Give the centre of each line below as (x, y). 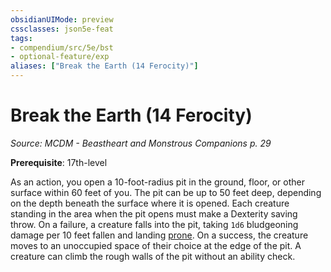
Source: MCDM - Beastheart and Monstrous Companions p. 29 (141, 143)
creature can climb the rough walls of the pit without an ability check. (153, 256)
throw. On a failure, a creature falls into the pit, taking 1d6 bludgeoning (154, 224)
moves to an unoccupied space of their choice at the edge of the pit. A (156, 245)
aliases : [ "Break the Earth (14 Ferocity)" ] (104, 66)
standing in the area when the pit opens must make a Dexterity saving (154, 213)
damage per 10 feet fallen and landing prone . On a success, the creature (159, 235)
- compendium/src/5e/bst (62, 47)
